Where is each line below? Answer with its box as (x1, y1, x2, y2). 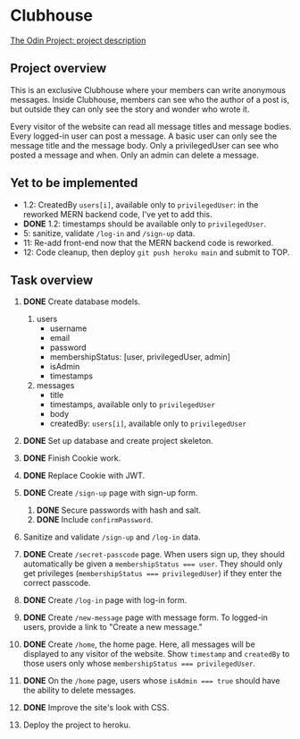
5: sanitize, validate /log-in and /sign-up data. (22, 227, 196, 238)
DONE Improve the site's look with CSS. (22, 702, 170, 713)
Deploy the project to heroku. (22, 719, 131, 730)
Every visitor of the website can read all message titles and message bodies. (10, 121, 292, 132)
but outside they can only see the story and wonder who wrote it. (10, 104, 250, 115)
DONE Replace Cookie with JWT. (22, 471, 146, 481)
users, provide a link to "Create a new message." (22, 622, 204, 633)
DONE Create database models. (22, 296, 141, 307)
